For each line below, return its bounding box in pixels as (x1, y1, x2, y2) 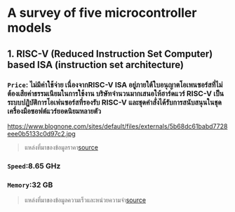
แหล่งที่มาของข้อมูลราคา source (24, 143, 98, 152)
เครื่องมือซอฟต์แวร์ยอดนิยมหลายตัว (7, 106, 102, 116)
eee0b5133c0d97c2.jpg (7, 129, 76, 138)
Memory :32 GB (7, 180, 53, 190)
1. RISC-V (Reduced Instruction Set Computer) (7, 48, 213, 60)
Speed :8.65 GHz (7, 161, 61, 171)
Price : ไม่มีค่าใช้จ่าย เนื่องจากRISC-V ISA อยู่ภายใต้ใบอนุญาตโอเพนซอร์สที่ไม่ (7, 79, 223, 89)
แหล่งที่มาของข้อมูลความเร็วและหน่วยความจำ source (24, 196, 146, 204)
